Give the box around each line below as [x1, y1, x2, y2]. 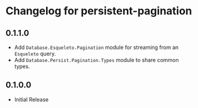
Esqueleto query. [14, 50, 56, 57]
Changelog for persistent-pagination [5, 4, 193, 18]
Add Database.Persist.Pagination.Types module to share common [14, 57, 179, 63]
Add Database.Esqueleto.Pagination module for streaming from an [14, 44, 179, 51]
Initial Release [14, 95, 49, 103]
